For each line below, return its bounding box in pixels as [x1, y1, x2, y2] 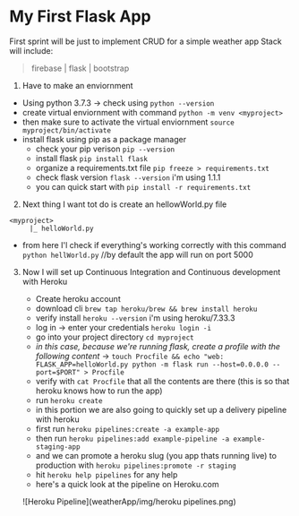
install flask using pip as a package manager [21, 133, 186, 144]
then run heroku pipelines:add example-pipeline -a [35, 433, 230, 443]
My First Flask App [9, 6, 151, 27]
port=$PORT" [35, 367, 81, 377]
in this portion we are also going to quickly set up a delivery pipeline [35, 404, 287, 415]
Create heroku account [35, 293, 121, 304]
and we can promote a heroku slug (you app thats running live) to [35, 450, 278, 460]
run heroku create [35, 394, 103, 405]
